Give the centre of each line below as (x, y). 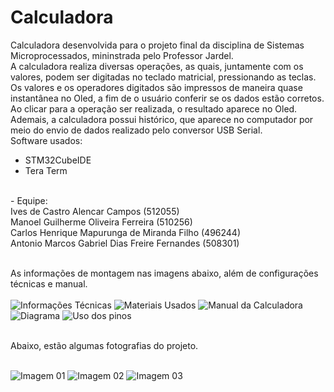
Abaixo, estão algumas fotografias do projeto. (104, 345)
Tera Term (46, 170)
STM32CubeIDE (58, 160)
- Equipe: (29, 200)
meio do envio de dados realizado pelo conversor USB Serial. (136, 130)
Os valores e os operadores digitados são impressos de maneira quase (156, 87)
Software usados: (46, 140)
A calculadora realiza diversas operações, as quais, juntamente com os (157, 66)
